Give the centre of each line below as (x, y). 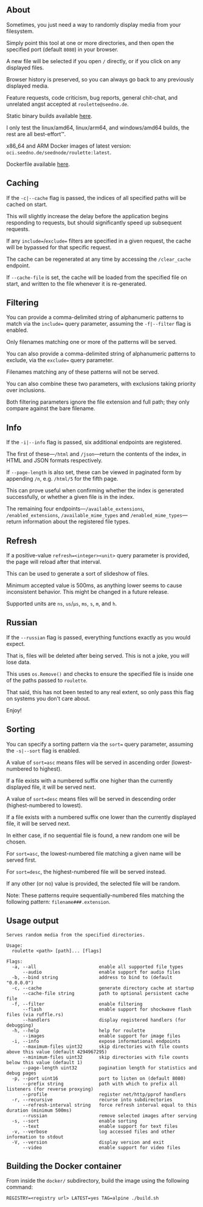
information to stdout (35, 1137)
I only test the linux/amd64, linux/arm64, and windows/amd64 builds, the (98, 128)
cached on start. (27, 204)
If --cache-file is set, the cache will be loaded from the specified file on (97, 277)
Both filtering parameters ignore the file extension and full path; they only (98, 402)
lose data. (19, 662)
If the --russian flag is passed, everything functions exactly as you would (98, 637)
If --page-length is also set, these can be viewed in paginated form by (94, 472)
